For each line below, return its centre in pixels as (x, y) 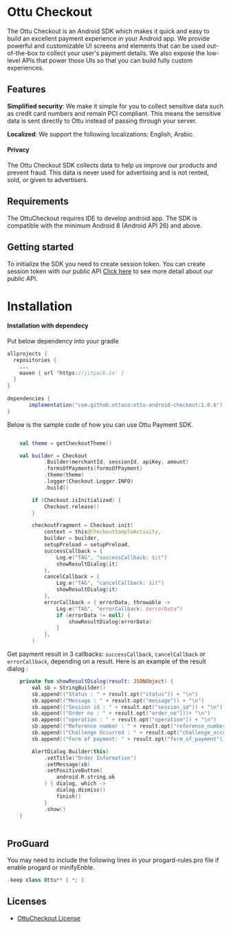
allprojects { (27, 353)
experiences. (26, 68)
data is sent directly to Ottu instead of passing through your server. (102, 121)
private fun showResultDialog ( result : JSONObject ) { (97, 681)
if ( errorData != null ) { (93, 615)
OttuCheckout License (49, 918)
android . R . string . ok (86, 777)
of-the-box (23, 53)
